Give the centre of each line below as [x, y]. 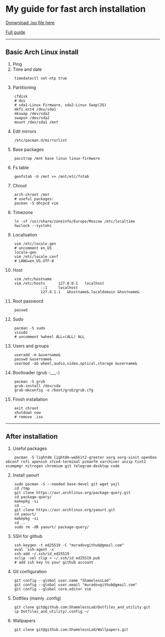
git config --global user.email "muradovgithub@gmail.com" [76, 585]
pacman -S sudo [30, 328]
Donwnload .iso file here [30, 23]
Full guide [15, 32]
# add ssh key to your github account [54, 562]
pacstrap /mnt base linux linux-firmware [57, 158]
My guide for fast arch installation [76, 9]
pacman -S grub [30, 382]
